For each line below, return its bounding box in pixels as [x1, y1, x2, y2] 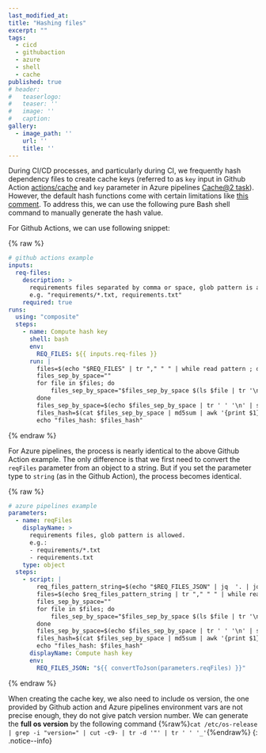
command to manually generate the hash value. [8, 208, 164, 218]
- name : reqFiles [15, 517, 73, 525]
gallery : [8, 122, 37, 130]
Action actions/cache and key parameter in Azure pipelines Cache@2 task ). [8, 183, 255, 193]
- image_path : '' [15, 129, 73, 137]
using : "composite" [15, 313, 80, 321]
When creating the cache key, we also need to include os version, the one [8, 694, 249, 703]
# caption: [8, 115, 51, 123]
